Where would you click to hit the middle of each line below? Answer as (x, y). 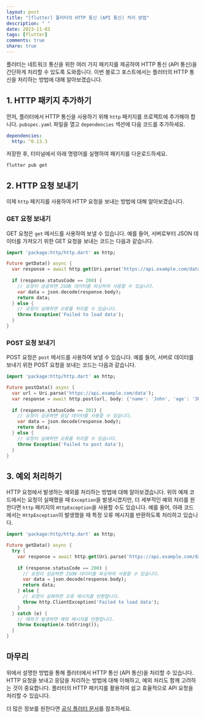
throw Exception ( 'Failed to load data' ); (70, 315)
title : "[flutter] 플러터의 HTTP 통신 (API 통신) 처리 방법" (78, 18)
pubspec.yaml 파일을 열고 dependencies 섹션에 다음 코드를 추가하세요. (102, 124)
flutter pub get (27, 166)
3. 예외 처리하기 (34, 476)
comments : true (26, 40)
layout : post (23, 12)
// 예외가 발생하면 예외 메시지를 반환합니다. (66, 619)
